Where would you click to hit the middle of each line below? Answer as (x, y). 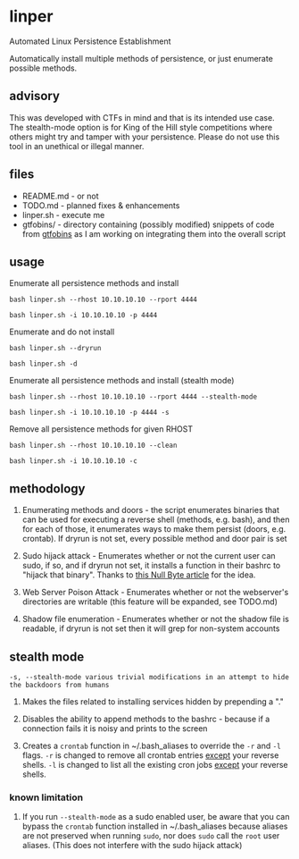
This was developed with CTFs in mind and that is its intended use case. (142, 117)
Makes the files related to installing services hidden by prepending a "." (153, 702)
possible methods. (43, 68)
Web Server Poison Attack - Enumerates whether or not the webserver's (155, 593)
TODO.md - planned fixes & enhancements (101, 205)
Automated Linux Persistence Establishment (90, 41)
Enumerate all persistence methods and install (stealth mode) (122, 381)
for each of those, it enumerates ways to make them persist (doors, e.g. (154, 529)
